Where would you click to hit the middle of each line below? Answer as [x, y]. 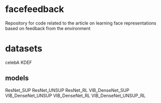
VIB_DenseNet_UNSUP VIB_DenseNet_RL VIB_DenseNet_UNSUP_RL [76, 95]
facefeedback [35, 9]
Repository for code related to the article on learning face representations [81, 23]
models [17, 78]
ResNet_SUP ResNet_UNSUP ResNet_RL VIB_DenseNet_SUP [67, 90]
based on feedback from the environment [48, 28]
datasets [24, 49]
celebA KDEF [19, 62]
